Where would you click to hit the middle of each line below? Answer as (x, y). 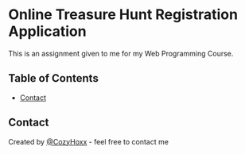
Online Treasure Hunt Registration (123, 15)
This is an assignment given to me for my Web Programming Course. (121, 53)
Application (47, 31)
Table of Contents (54, 78)
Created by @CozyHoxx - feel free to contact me (89, 141)
